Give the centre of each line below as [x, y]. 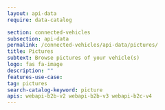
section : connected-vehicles [49, 32]
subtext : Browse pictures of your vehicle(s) [73, 58]
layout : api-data [32, 13]
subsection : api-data [38, 38]
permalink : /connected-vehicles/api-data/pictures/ [82, 45]
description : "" [30, 70]
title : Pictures [30, 52]
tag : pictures [27, 83]
